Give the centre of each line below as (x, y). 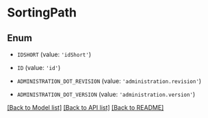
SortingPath (42, 13)
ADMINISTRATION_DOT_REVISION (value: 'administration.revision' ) (109, 81)
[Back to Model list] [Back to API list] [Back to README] (86, 107)
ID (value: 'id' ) (39, 68)
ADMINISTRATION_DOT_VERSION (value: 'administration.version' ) (106, 94)
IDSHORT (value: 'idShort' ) (54, 54)
